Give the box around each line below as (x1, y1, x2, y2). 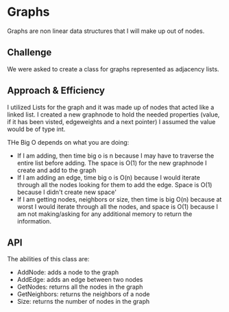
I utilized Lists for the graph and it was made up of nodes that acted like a (7, 103, 215, 111)
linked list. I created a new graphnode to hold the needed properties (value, (7, 110, 220, 119)
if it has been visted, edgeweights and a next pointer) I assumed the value (7, 117, 216, 125)
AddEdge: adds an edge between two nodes (16, 276, 143, 284)
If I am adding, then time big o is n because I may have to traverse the (16, 152, 215, 160)
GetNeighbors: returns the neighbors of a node (16, 290, 150, 298)
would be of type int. (7, 125, 66, 133)
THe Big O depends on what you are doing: (7, 138, 130, 146)
